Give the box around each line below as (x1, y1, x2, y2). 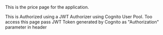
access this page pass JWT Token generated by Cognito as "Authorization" (5, 19, 160, 25)
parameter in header (5, 24, 47, 30)
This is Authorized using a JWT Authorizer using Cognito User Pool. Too (5, 14, 153, 19)
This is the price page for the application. (5, 4, 89, 10)
